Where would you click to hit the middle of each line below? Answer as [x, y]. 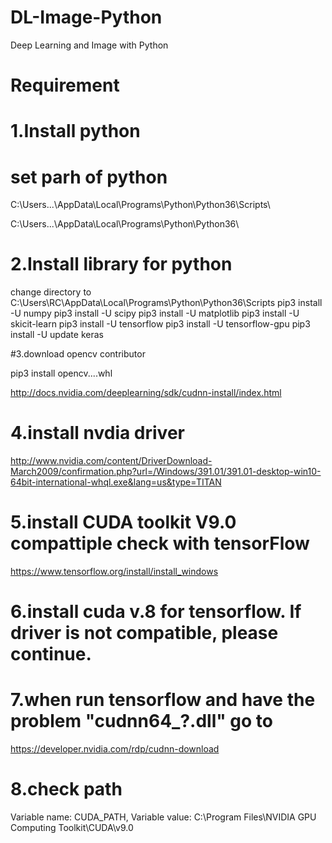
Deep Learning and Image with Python [89, 45]
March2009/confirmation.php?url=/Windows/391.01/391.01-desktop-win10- [166, 472]
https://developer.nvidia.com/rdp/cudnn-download [115, 749]
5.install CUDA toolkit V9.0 [123, 522]
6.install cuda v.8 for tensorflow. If [156, 612]
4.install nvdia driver [97, 433]
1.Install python [75, 131]
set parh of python [89, 177]
